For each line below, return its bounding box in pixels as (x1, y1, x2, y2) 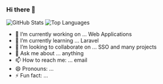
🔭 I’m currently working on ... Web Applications (14, 31, 132, 38)
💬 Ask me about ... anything (14, 50, 84, 57)
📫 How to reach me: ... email (14, 56, 88, 64)
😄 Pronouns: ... (14, 65, 54, 73)
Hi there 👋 (6, 5, 36, 14)
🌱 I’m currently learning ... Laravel (14, 37, 99, 44)
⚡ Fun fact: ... (14, 72, 48, 79)
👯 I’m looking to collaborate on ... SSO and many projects (14, 43, 157, 50)
